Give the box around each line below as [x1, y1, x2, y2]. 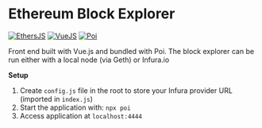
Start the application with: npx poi [19, 103, 131, 112]
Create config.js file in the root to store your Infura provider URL [19, 85, 233, 95]
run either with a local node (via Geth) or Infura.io [8, 55, 170, 64]
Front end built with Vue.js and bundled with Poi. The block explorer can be [8, 46, 255, 56]
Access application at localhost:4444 [19, 111, 143, 120]
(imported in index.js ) [19, 94, 94, 103]
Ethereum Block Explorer [8, 5, 175, 23]
